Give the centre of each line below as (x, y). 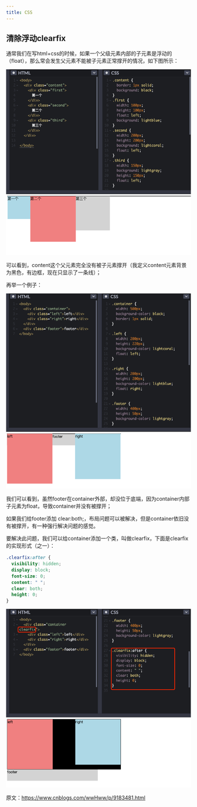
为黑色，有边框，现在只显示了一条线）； (54, 272)
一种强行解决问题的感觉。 (67, 526)
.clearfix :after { (28, 558)
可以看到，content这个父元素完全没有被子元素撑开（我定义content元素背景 (96, 265)
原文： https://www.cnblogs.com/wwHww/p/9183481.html (76, 798)
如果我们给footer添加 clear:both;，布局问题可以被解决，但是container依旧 (95, 519)
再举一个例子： (24, 285)
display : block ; (31, 570)
